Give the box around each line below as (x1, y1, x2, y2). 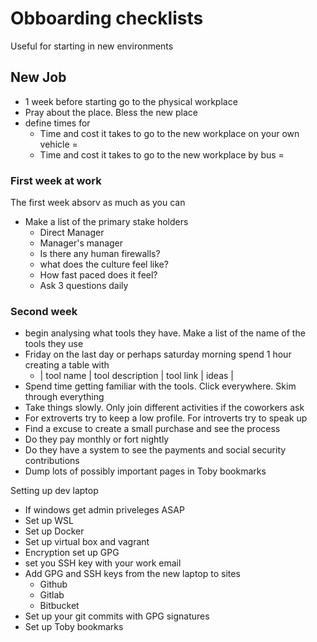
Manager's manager (39, 237, 124, 249)
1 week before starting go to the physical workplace (24, 95, 238, 107)
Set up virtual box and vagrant (24, 536, 150, 548)
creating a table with (24, 359, 110, 371)
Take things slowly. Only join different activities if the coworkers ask (24, 402, 305, 414)
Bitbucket (39, 600, 80, 612)
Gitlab (39, 589, 65, 601)
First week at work (10, 173, 102, 187)
